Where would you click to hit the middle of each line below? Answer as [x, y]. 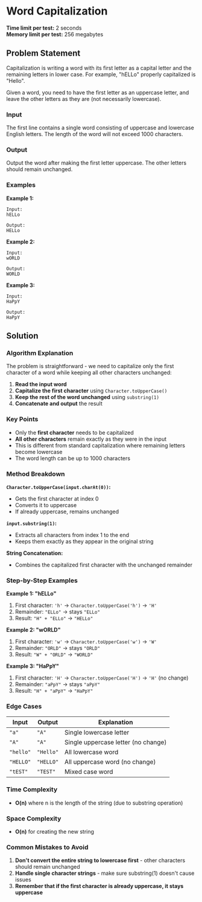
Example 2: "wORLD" [33, 630]
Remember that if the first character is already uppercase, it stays [99, 886]
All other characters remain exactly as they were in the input [91, 439]
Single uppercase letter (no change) [115, 742]
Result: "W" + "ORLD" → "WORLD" [54, 655]
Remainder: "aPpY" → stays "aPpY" [58, 684]
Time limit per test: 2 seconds [44, 28]
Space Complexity [34, 819]
